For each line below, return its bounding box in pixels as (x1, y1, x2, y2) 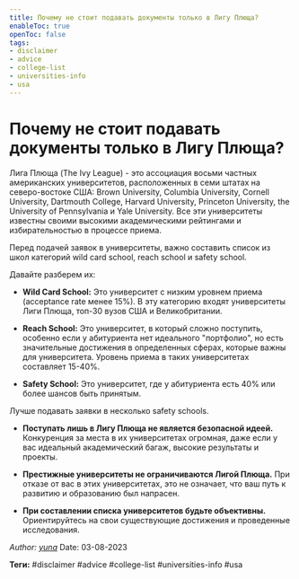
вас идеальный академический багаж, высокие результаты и (22, 442, 259, 452)
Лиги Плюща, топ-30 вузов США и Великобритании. (22, 305, 223, 316)
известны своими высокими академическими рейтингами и (9, 215, 242, 225)
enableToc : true (9, 22, 70, 31)
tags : (9, 38, 30, 48)
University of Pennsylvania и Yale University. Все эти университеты (9, 206, 263, 216)
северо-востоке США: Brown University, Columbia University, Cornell (9, 186, 269, 197)
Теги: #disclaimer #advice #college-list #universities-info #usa (9, 558, 243, 570)
